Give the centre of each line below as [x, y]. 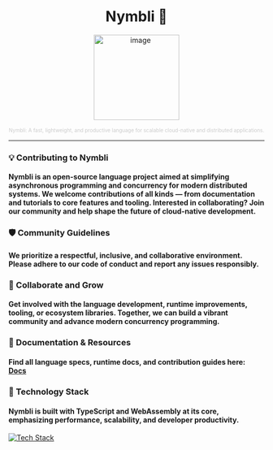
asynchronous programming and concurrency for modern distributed [128, 185]
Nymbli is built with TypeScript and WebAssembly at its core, [114, 411]
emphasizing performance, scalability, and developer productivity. [124, 420]
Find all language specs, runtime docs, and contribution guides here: [127, 362]
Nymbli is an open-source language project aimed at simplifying [119, 177]
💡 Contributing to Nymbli [58, 158]
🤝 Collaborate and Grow [56, 285]
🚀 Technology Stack [49, 392]
